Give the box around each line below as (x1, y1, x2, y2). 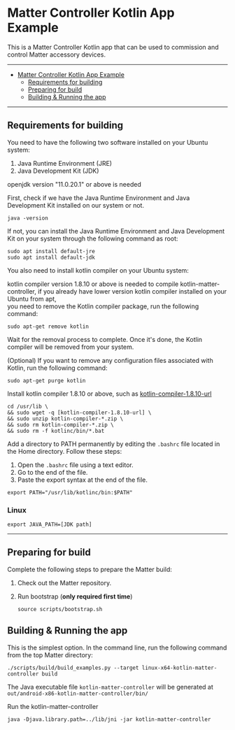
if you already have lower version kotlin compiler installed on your (37, 287, 227, 295)
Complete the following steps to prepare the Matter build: (7, 565, 173, 573)
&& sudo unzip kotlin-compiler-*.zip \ (7, 415, 124, 422)
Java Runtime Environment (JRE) (17, 159, 113, 167)
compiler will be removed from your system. (7, 343, 134, 351)
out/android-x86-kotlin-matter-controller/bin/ (7, 690, 149, 697)
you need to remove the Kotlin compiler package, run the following (7, 302, 199, 310)
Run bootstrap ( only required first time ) (17, 592, 133, 601)
